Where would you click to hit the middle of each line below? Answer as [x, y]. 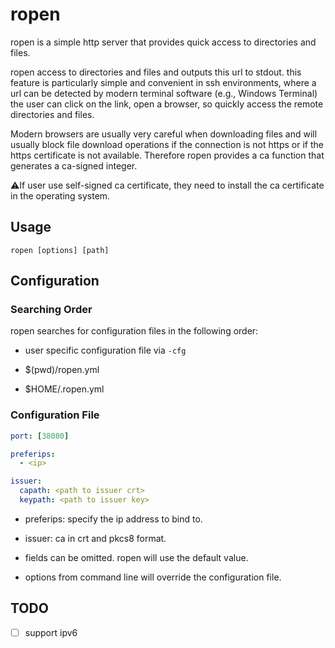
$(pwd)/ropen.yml [62, 370]
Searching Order [51, 310]
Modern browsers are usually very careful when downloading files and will [164, 134]
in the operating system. [60, 195]
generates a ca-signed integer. [74, 165]
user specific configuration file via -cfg [105, 350]
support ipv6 [51, 632]
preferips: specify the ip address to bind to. [113, 519]
